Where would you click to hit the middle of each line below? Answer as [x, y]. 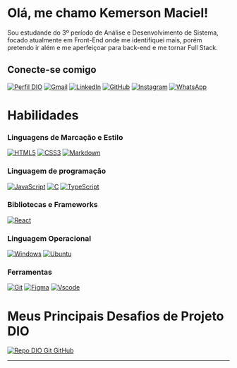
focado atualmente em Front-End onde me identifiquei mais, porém [105, 40]
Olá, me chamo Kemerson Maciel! [108, 13]
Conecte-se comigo [52, 70]
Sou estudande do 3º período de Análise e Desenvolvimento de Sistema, [113, 32]
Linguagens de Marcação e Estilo [65, 137]
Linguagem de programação [57, 171]
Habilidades [43, 115]
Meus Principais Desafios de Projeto [116, 316]
